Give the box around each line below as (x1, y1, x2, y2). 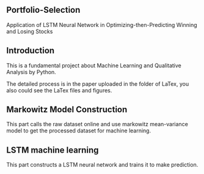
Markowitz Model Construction (6, 104, 128, 115)
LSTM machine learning (6, 145, 99, 155)
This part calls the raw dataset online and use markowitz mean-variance (6, 121, 188, 128)
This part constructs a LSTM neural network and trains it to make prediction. (6, 161, 199, 168)
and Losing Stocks (6, 28, 53, 35)
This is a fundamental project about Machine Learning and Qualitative (6, 61, 182, 69)
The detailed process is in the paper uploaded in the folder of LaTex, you (6, 80, 189, 88)
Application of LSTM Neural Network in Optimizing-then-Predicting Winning (6, 21, 197, 28)
